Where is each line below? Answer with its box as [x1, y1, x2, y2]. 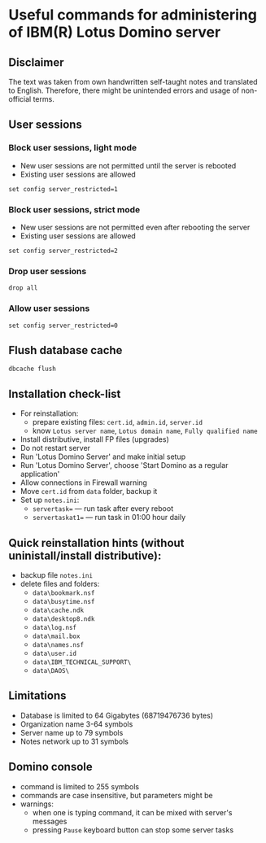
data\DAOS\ [32, 667, 70, 675]
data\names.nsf [32, 641, 84, 649]
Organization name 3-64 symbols [20, 719, 133, 729]
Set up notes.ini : [20, 495, 80, 505]
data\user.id [32, 649, 77, 658]
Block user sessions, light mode [8, 142, 137, 154]
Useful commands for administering [8, 6, 258, 24]
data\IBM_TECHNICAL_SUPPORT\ [32, 658, 132, 666]
